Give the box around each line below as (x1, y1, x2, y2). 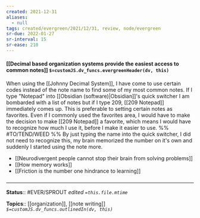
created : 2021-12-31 (6, 8, 58, 15)
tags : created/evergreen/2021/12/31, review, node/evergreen (6, 25, 161, 32)
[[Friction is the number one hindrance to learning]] (14, 167, 141, 175)
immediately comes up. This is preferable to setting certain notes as (6, 105, 173, 113)
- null (11, 20, 28, 26)
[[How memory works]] (14, 161, 73, 169)
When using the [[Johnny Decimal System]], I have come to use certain (6, 80, 182, 87)
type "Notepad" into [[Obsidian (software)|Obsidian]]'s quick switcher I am (6, 93, 190, 100)
